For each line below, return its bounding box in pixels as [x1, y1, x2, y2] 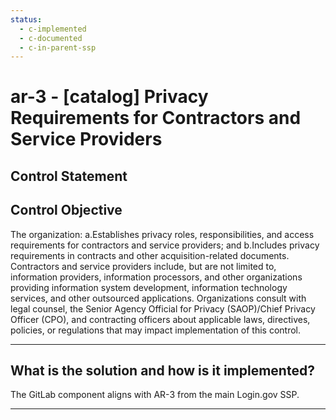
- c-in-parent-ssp [19, 42, 97, 53]
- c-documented [19, 33, 83, 43]
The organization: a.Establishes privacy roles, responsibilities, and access [10, 228, 315, 240]
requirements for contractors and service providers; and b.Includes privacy [10, 239, 320, 251]
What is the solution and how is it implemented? [10, 362, 315, 380]
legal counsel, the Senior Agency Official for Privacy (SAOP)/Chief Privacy [10, 302, 316, 315]
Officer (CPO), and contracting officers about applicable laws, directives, [10, 313, 311, 325]
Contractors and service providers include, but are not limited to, [10, 260, 277, 272]
